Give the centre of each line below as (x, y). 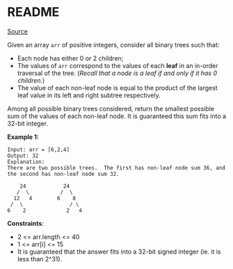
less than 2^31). (40, 259)
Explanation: (26, 162)
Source (17, 31)
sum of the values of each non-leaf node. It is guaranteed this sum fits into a (117, 116)
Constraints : (25, 223)
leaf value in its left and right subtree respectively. (89, 95)
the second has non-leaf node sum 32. (63, 174)
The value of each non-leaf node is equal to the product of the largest (117, 88)
